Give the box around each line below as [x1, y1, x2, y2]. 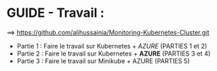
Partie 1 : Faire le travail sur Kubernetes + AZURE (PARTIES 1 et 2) [16, 41, 208, 50]
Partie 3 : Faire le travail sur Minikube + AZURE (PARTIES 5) [16, 56, 190, 65]
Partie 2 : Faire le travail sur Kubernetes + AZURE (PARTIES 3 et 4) [16, 49, 211, 58]
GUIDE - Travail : [6, 5, 105, 21]
